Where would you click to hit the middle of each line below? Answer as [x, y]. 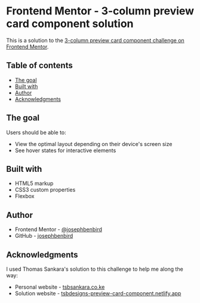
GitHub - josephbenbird [44, 236]
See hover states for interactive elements [65, 150]
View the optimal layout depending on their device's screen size [93, 144]
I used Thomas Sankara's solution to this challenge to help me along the [95, 269]
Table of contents [39, 66]
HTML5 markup [34, 183]
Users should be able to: [36, 132]
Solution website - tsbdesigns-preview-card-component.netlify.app [98, 293]
